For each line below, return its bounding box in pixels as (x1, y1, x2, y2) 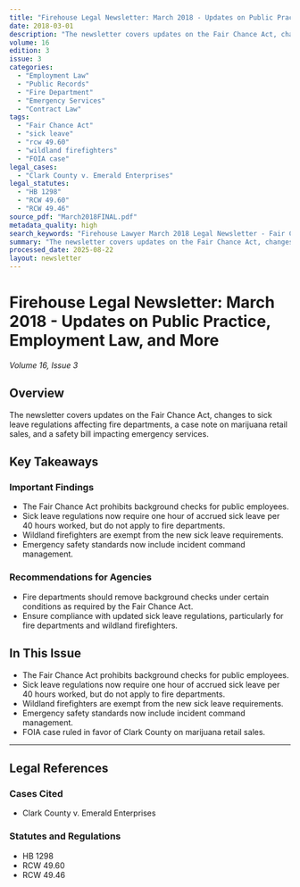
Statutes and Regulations (9, 830, 121, 842)
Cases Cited (9, 787, 63, 799)
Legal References (9, 760, 109, 775)
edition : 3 (9, 46, 50, 55)
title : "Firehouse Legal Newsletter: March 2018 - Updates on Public (9, 13, 274, 22)
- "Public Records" (17, 79, 90, 88)
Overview (9, 386, 65, 401)
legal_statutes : (9, 180, 70, 188)
